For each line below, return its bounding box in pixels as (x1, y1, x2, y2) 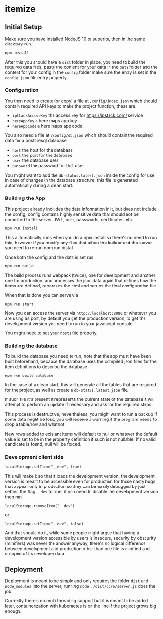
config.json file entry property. (5, 75, 68, 80)
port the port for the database (12, 153, 72, 158)
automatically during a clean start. (5, 182, 73, 189)
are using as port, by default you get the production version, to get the (5, 315, 146, 321)
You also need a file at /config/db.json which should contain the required (5, 133, 153, 138)
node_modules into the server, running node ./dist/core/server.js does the (5, 583, 156, 589)
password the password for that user (12, 163, 84, 169)
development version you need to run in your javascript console (5, 320, 133, 326)
